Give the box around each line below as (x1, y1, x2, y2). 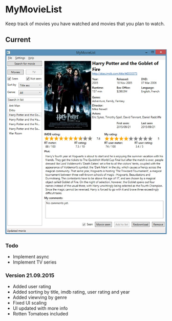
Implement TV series (12, 259, 57, 265)
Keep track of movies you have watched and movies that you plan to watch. (5, 21, 165, 27)
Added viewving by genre (12, 294, 68, 300)
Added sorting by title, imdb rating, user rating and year (12, 289, 130, 295)
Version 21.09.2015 (5, 272, 55, 279)
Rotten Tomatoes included (12, 311, 68, 317)
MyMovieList (5, 4, 62, 15)
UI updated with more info (12, 305, 68, 311)
